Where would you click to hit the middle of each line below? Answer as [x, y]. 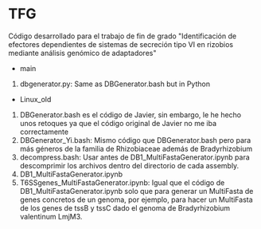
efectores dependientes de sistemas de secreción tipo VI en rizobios [121, 44]
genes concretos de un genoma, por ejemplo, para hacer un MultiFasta [136, 199]
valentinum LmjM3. [51, 216]
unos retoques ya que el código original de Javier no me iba [118, 123]
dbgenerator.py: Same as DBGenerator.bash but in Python [115, 84]
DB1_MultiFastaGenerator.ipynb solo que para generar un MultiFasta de [136, 191]
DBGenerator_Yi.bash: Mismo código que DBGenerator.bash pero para [135, 140]
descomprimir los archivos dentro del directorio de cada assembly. [129, 165]
